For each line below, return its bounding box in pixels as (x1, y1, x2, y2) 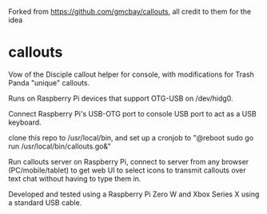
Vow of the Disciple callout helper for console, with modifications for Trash (8, 69, 254, 79)
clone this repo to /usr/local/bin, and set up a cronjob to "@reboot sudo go (8, 133, 254, 142)
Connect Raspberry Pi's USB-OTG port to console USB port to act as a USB (8, 109, 257, 118)
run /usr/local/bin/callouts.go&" (8, 141, 112, 151)
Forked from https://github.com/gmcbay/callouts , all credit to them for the (8, 7, 252, 16)
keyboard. (8, 117, 42, 127)
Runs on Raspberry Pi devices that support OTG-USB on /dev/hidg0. (8, 93, 233, 103)
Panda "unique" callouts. (8, 77, 90, 87)
